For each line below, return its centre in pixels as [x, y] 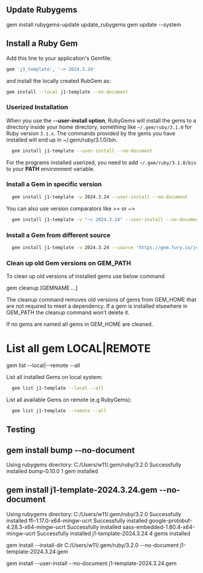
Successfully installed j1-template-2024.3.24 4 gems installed [113, 533]
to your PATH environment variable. [51, 169]
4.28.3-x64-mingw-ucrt [36, 527]
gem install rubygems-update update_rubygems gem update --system [94, 24]
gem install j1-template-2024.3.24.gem [82, 490]
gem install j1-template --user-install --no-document [82, 151]
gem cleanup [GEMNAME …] [42, 288]
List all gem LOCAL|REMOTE [79, 348]
